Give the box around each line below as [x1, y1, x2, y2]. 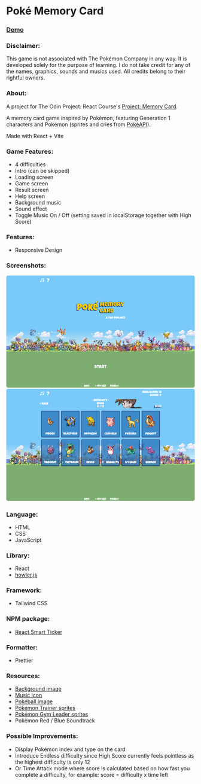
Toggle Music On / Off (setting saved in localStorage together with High [14, 212, 191, 219]
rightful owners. [6, 74, 45, 81]
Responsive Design [14, 246, 63, 254]
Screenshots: [6, 261, 47, 270]
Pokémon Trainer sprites [14, 704, 76, 712]
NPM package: [6, 615, 50, 623]
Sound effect [14, 205, 47, 212]
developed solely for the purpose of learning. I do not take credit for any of [6, 62, 191, 69]
